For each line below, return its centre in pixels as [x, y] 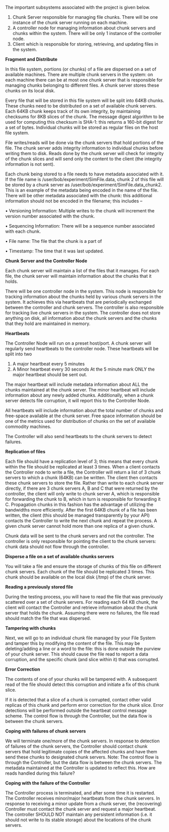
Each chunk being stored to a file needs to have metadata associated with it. [84, 174]
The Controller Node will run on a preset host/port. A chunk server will [78, 343]
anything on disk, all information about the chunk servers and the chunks [81, 318]
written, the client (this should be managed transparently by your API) [77, 515]
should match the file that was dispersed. [48, 618]
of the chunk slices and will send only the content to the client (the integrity [83, 159]
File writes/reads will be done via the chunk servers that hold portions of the [84, 142]
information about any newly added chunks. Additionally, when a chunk [79, 395]
